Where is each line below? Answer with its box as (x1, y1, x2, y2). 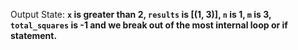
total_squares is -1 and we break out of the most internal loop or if (10, 19, 288, 31)
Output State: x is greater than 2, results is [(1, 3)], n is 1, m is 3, (10, 9, 272, 20)
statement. (10, 30, 58, 41)
